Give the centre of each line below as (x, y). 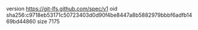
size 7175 (48, 21)
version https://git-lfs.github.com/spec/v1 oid (62, 9)
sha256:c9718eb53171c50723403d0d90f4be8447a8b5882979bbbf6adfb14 (99, 15)
